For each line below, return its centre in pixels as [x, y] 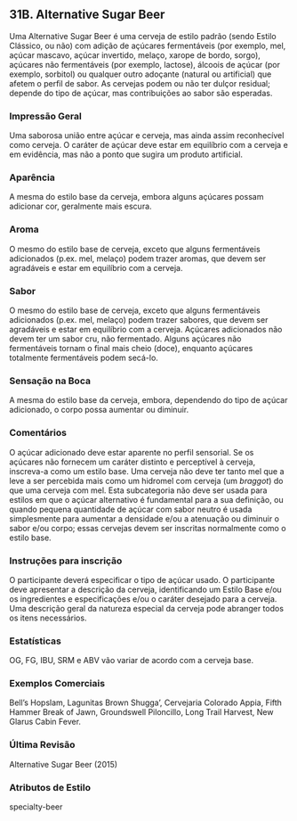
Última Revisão [42, 745]
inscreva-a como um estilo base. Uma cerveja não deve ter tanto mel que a [147, 471]
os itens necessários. [48, 618]
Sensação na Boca [50, 381]
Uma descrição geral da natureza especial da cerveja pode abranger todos [147, 608]
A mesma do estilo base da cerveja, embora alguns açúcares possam [136, 197]
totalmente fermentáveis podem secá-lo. [84, 357]
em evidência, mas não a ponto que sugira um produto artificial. [126, 154]
